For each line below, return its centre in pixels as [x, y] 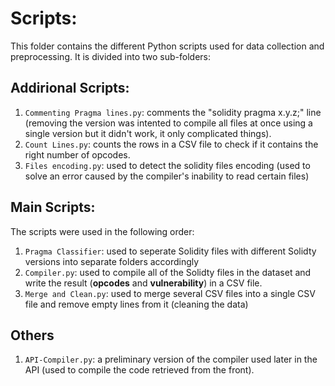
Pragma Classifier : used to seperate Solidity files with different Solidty [170, 251]
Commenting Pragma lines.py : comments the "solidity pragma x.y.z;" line [173, 112]
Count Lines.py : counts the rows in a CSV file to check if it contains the [171, 144]
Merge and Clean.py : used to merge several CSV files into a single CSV [170, 293]
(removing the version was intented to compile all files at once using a [168, 123]
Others [32, 335]
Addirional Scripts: [70, 88]
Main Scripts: [53, 207]
